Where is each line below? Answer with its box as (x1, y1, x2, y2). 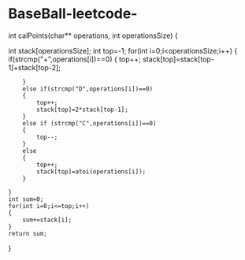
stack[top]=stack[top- (143, 54, 215, 64)
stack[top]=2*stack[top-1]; (36, 106, 128, 113)
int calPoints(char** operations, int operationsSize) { (8, 31, 179, 40)
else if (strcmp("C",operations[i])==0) (22, 119, 157, 127)
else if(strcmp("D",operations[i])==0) (22, 84, 154, 93)
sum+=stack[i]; (22, 216, 72, 224)
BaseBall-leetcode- (8, 5, 138, 23)
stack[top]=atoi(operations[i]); (36, 167, 147, 176)
